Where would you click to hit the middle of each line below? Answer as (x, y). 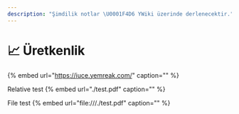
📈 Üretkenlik (46, 50)
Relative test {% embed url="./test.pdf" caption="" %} (86, 89)
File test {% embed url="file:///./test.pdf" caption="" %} (89, 103)
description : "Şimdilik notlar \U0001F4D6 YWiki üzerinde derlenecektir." (121, 14)
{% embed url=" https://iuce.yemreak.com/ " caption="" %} (93, 75)
